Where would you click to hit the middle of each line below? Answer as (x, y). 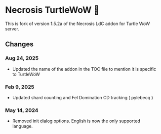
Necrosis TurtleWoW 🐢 (52, 10)
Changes (19, 44)
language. (22, 126)
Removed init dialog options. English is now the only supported (76, 121)
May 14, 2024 (22, 110)
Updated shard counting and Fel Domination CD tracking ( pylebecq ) (82, 97)
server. (12, 28)
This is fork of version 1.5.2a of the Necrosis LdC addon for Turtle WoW (78, 24)
